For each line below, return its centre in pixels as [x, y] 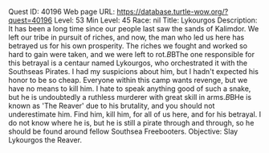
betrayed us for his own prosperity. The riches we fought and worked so [128, 46]
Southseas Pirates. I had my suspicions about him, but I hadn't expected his [134, 71]
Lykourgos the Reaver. [45, 140]
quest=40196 [31, 20]
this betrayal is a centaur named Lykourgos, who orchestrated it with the [128, 63]
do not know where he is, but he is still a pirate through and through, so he [131, 123]
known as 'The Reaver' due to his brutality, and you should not [112, 105]
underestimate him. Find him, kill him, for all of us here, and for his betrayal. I [135, 114]
